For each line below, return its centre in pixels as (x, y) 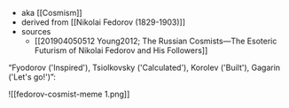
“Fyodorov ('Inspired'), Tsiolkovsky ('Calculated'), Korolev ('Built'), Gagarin (144, 67)
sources (36, 31)
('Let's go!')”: (32, 77)
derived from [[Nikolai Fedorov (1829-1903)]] (103, 22)
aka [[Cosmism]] (51, 13)
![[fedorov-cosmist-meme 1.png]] (69, 94)
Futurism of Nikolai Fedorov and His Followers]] (121, 50)
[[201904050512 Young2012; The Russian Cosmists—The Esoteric (156, 41)
